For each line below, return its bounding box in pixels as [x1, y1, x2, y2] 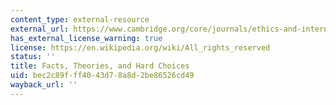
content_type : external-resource [10, 14, 150, 25]
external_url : [10, 24, 70, 34]
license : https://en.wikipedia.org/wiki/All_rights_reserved [10, 42, 271, 53]
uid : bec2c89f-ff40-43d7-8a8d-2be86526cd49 [10, 71, 195, 81]
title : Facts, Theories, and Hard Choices [10, 61, 190, 71]
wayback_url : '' [10, 80, 78, 90]
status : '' [10, 52, 56, 62]
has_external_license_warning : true [10, 33, 163, 43]
